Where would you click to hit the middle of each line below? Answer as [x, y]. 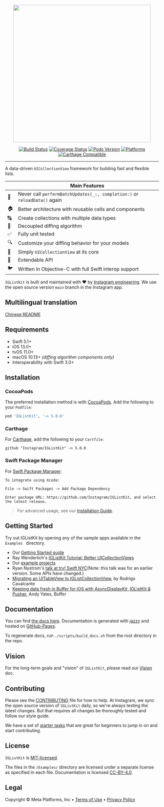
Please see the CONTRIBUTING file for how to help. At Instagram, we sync [80, 701]
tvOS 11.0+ [23, 352]
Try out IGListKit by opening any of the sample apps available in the [73, 538]
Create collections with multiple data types [67, 218]
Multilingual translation [41, 303]
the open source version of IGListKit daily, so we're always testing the [76, 705]
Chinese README [23, 314]
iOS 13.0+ [22, 346]
